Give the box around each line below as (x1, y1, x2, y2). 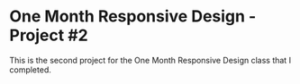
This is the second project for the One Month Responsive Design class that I (9, 55, 291, 65)
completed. (9, 64, 51, 75)
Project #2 (9, 25, 88, 46)
